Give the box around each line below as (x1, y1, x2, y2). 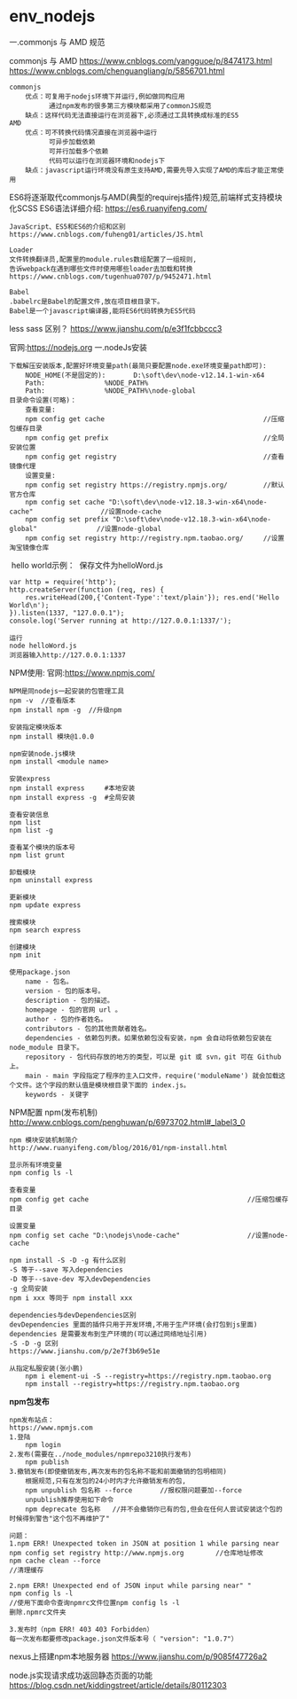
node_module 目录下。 (9, 1043, 84, 1052)
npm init (9, 951, 42, 959)
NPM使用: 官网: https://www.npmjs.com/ (9, 667, 155, 677)
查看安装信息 (9, 810, 50, 819)
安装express (9, 774, 51, 783)
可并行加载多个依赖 (48, 146, 109, 156)
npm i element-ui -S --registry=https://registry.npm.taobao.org (25, 1372, 272, 1381)
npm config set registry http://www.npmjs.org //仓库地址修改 (9, 1548, 263, 1557)
